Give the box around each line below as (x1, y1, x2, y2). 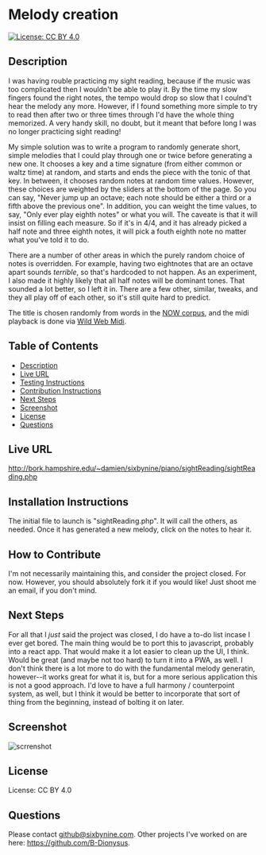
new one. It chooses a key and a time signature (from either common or (8, 159, 242, 168)
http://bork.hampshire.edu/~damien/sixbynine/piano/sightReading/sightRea (8, 463, 256, 474)
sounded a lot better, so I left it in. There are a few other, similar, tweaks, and (8, 284, 258, 293)
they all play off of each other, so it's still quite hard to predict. (8, 292, 211, 302)
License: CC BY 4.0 (8, 785, 72, 795)
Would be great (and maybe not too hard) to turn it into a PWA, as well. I (8, 655, 244, 664)
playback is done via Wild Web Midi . (8, 316, 127, 326)
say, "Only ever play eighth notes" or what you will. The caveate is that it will (8, 209, 258, 219)
